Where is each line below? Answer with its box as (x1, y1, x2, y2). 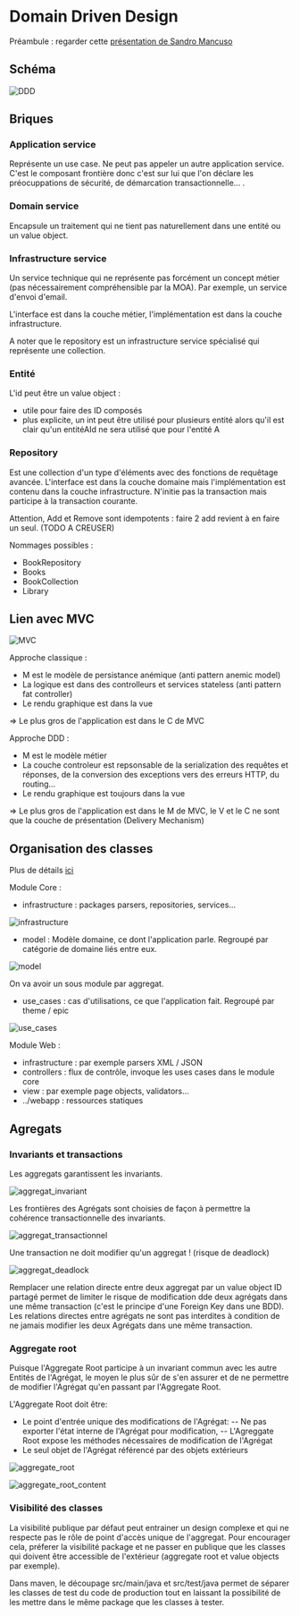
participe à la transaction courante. (9, 495, 138, 506)
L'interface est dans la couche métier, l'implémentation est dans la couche (9, 309, 283, 319)
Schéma (9, 62, 56, 77)
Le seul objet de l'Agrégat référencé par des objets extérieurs (21, 1445, 248, 1456)
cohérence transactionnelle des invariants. (9, 1212, 166, 1223)
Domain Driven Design (9, 6, 179, 27)
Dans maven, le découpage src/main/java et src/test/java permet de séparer (9, 1578, 290, 1588)
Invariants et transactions (9, 1148, 123, 1161)
